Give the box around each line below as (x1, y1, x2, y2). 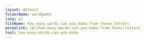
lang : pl (5, 16, 23, 21)
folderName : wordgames (5, 12, 52, 17)
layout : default (5, 7, 39, 12)
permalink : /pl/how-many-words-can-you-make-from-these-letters (5, 26, 141, 31)
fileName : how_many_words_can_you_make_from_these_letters (5, 21, 130, 26)
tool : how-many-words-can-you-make (5, 30, 79, 35)
